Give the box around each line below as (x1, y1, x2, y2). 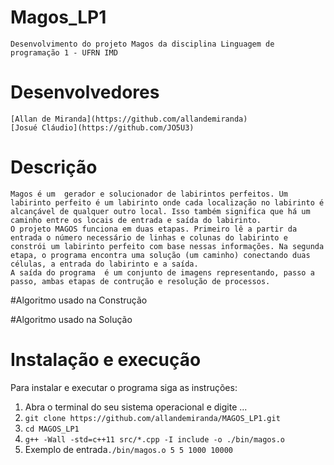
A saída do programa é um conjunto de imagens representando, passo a (10, 267, 315, 278)
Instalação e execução (10, 349, 202, 371)
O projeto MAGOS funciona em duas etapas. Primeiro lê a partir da (10, 224, 298, 234)
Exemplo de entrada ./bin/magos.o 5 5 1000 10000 (24, 443, 233, 455)
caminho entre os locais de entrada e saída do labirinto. (10, 215, 262, 225)
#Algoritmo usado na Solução (10, 313, 133, 325)
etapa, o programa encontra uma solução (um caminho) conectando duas (10, 250, 311, 260)
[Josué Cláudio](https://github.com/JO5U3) (10, 122, 195, 133)
